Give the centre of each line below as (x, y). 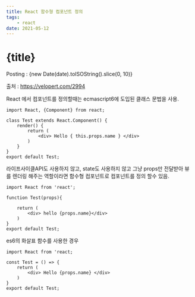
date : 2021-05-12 (28, 28)
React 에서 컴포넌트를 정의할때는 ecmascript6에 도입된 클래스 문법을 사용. (93, 99)
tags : (13, 17)
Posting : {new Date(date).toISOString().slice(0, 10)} (69, 74)
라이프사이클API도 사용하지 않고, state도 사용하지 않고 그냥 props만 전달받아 (95, 169)
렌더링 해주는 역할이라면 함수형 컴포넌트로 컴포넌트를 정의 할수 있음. (91, 176)
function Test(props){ (34, 198)
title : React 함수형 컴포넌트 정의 (45, 12)
